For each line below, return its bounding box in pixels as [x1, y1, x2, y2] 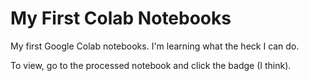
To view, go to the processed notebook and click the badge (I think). [10, 59, 292, 71]
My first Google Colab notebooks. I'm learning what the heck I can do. [10, 40, 300, 52]
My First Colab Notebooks [10, 7, 232, 30]
